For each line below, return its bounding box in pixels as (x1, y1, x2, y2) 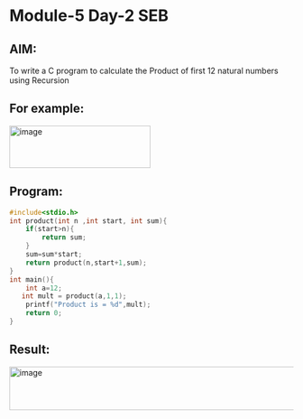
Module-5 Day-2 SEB (9, 5, 170, 26)
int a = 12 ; (25, 284, 63, 293)
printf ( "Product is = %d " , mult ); (25, 300, 151, 310)
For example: (9, 101, 85, 116)
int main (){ (9, 275, 54, 284)
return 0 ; (25, 309, 63, 318)
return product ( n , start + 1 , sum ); (25, 258, 147, 267)
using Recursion (9, 75, 69, 86)
